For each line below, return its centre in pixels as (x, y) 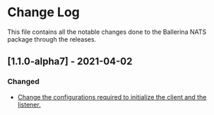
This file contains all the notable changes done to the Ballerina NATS (107, 32)
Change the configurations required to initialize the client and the (112, 97)
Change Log (43, 12)
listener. (29, 104)
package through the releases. (52, 39)
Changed (24, 82)
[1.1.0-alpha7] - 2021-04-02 (70, 62)
